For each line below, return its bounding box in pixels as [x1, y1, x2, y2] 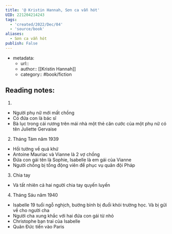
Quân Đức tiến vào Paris [12, 223, 65, 229]
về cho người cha [12, 207, 50, 213]
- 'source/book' [10, 27, 45, 32]
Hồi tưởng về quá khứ [12, 145, 59, 152]
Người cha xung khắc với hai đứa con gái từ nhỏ [12, 212, 114, 219]
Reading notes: [5, 86, 55, 95]
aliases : [5, 31, 24, 36]
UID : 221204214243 [5, 12, 45, 17]
